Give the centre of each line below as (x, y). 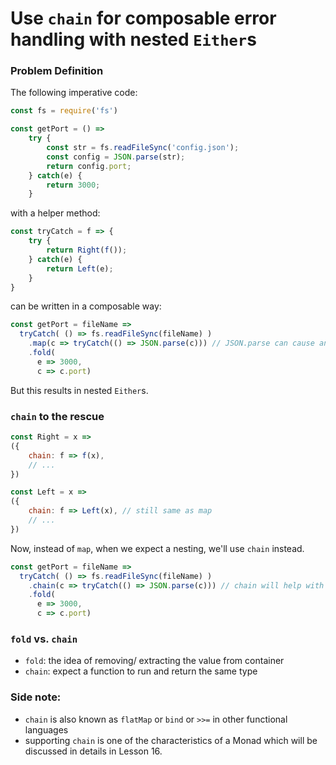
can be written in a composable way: (86, 306)
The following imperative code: (74, 93)
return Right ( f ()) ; (87, 250)
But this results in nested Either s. (79, 390)
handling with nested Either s (133, 39)
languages (46, 729)
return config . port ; (89, 166)
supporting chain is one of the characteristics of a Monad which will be (171, 740)
